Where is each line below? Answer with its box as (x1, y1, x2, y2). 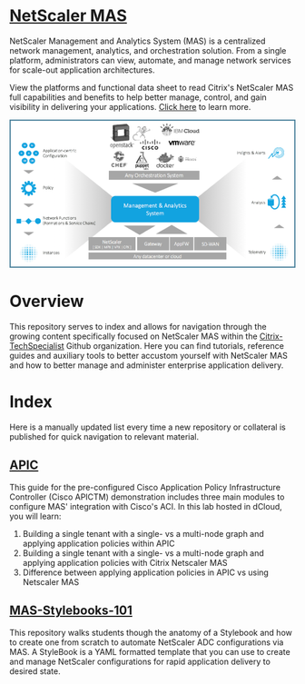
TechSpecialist (9, 340, 65, 351)
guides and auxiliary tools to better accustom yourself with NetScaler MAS (9, 350, 289, 361)
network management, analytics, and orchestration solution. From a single (9, 45, 287, 55)
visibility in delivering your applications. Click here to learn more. (9, 101, 251, 112)
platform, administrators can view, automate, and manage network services (9, 55, 292, 65)
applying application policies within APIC (22, 538, 175, 549)
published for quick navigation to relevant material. (9, 431, 200, 441)
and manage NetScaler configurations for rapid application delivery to (9, 656, 271, 667)
